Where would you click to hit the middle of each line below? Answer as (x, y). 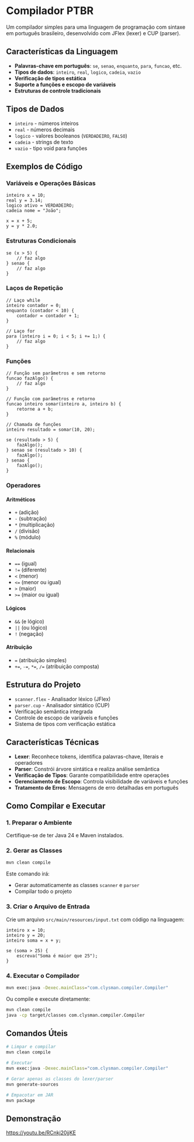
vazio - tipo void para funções (51, 148)
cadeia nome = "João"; (34, 211)
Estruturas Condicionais (41, 241)
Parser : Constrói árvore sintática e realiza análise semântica (87, 769)
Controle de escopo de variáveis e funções (66, 717)
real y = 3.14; (25, 200)
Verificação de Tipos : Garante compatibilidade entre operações (92, 775)
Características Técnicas (53, 742)
